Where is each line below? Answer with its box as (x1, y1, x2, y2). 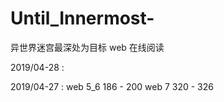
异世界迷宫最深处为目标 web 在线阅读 (10, 41, 165, 53)
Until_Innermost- (10, 7, 155, 30)
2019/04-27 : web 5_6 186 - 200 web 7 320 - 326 (10, 80, 214, 92)
